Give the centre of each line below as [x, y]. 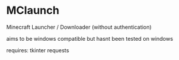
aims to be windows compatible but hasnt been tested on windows [90, 38]
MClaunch [33, 10]
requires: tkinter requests [38, 50]
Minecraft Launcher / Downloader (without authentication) [79, 27]
